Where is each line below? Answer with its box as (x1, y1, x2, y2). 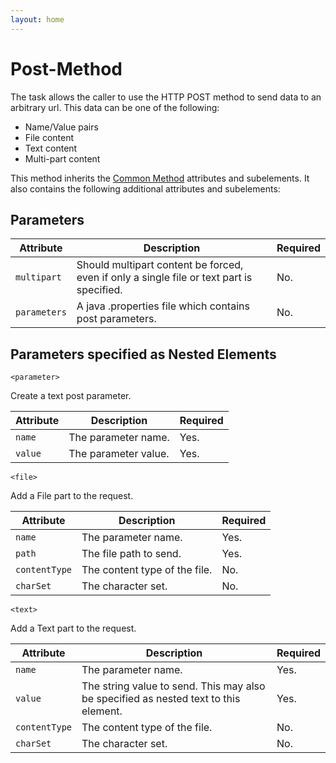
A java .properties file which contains (76, 299, 250, 313)
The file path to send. (81, 547, 182, 561)
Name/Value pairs (24, 121, 99, 133)
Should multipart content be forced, (76, 258, 244, 272)
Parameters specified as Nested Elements (10, 346, 277, 363)
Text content (24, 142, 78, 154)
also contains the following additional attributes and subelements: (10, 182, 281, 195)
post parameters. (76, 312, 157, 326)
